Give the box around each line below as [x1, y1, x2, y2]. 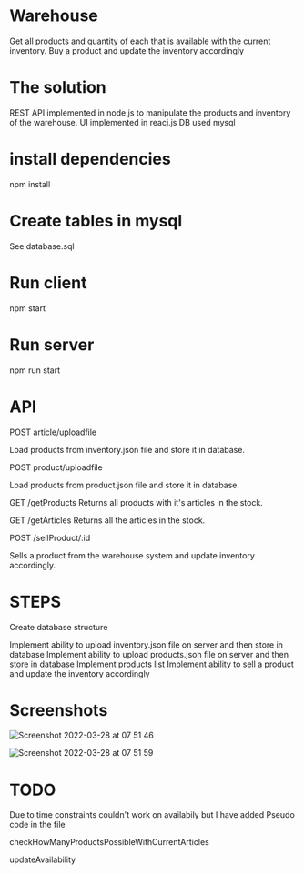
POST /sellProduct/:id [9, 532, 91, 543]
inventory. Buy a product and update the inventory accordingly [9, 45, 244, 55]
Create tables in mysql [9, 211, 183, 231]
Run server [9, 334, 95, 355]
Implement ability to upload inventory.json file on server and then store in [9, 638, 284, 650]
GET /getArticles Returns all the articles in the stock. [9, 515, 206, 526]
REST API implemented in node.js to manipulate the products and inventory [9, 106, 291, 118]
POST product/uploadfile [9, 461, 103, 473]
